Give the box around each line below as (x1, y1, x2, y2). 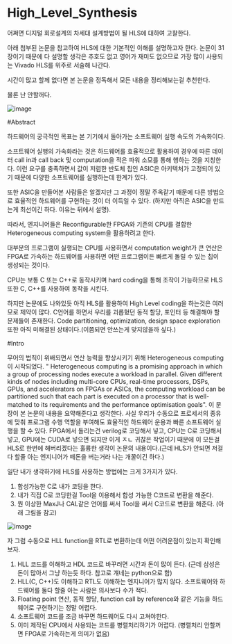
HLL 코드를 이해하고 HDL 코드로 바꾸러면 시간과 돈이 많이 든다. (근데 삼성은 (17, 560, 220, 568)
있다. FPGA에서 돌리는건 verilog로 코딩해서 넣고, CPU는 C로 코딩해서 (34, 426, 222, 435)
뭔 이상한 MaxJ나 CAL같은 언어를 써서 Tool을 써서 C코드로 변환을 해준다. (17, 499, 215, 508)
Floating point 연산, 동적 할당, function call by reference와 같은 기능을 (17, 595, 211, 603)
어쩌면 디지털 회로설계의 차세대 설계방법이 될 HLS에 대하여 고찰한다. (7, 29, 191, 37)
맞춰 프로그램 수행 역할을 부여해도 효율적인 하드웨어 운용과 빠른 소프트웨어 (14, 417, 215, 426)
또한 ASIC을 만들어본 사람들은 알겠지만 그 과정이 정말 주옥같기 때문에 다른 (7, 188, 206, 196)
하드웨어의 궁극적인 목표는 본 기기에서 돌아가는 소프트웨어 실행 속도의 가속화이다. (7, 132, 226, 140)
